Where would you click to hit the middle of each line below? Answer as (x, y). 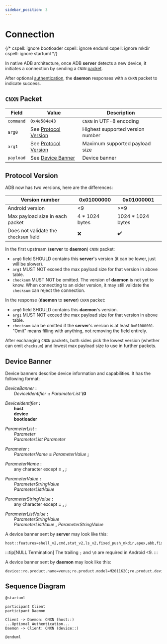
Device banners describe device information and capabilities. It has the (78, 373)
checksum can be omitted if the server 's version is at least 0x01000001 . (83, 326)
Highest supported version (113, 129)
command (17, 121)
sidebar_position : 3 (27, 10)
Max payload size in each (37, 216)
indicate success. (23, 83)
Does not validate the (32, 231)
